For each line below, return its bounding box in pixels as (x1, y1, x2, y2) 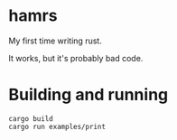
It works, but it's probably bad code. (8, 52, 144, 63)
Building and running (8, 85, 169, 105)
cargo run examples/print (8, 122, 106, 131)
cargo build (8, 114, 53, 123)
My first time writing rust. (8, 35, 103, 46)
